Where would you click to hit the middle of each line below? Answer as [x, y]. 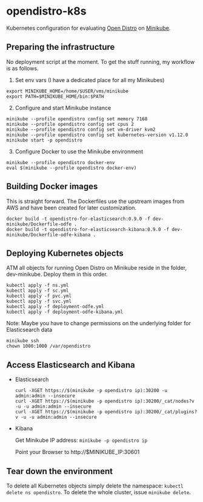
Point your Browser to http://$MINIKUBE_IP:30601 [77, 452]
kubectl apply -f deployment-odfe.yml [55, 307]
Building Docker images [52, 187]
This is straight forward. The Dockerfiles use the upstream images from [95, 201]
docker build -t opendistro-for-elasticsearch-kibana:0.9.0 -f [88, 229]
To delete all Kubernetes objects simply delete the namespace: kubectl [95, 486]
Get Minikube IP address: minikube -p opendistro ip [81, 440]
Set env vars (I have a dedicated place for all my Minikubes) [90, 80]
